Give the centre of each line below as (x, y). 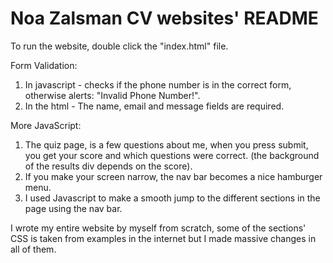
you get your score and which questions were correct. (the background (172, 155)
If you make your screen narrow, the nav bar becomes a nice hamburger (173, 176)
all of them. (33, 249)
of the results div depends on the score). (108, 166)
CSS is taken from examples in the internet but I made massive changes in (163, 238)
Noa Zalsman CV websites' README (164, 18)
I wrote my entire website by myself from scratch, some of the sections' (158, 228)
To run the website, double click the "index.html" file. (119, 46)
